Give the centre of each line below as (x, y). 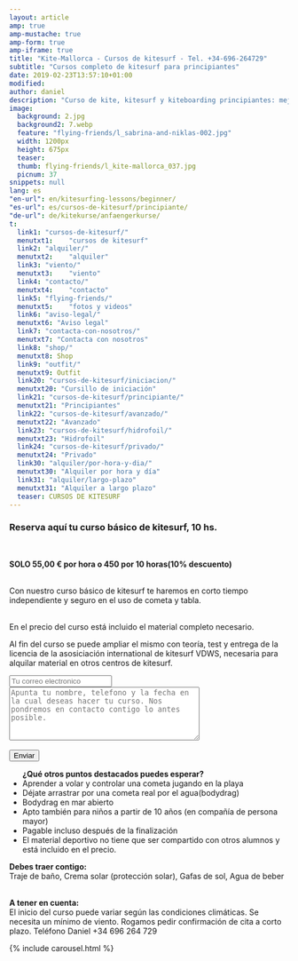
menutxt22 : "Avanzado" (59, 422)
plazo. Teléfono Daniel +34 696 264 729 (83, 931)
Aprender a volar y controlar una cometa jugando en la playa (133, 783)
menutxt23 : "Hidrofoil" (61, 439)
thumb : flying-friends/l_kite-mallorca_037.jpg (107, 166)
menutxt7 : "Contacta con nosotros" (83, 339)
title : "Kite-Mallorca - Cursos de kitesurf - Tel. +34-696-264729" (138, 59)
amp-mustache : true (45, 34)
